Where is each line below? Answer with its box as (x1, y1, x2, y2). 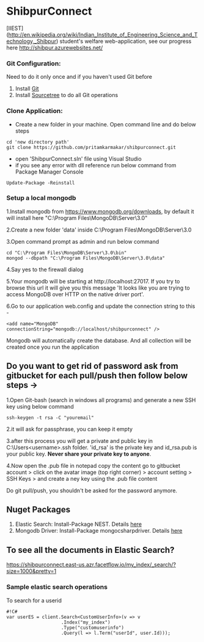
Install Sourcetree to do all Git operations (15, 92, 118, 99)
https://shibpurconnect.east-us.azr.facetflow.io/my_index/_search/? (6, 561, 176, 569)
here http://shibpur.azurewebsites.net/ (6, 44, 103, 51)
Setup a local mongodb (6, 194, 76, 202)
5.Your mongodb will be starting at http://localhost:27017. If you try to (6, 277, 180, 285)
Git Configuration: (6, 59, 61, 68)
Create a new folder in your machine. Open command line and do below (15, 120, 197, 128)
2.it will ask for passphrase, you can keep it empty (6, 425, 133, 432)
